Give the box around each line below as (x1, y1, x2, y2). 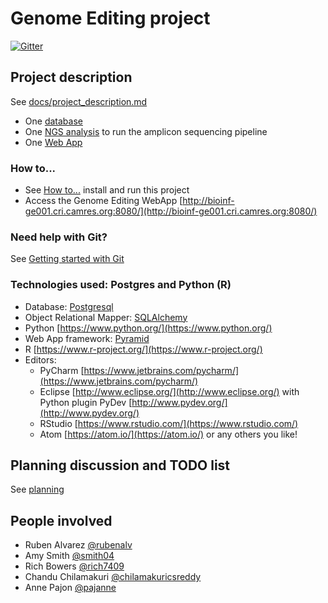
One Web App (24, 136, 83, 148)
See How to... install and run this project (24, 184, 190, 196)
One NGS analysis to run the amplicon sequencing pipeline (24, 125, 268, 137)
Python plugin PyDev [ (39, 396, 133, 408)
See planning (10, 483, 65, 496)
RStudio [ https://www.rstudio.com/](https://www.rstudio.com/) (39, 417, 299, 429)
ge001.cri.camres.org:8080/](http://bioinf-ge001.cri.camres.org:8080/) (24, 205, 318, 217)
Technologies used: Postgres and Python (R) (10, 278, 232, 292)
